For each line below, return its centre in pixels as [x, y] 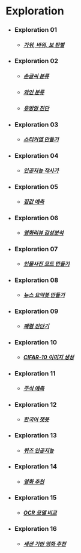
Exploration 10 [36, 342]
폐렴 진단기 [36, 326]
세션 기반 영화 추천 [45, 543]
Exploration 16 [36, 529]
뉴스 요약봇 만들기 [44, 295]
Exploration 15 [35, 498]
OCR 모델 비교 [40, 513]
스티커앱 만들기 [41, 140]
